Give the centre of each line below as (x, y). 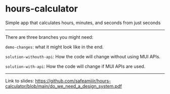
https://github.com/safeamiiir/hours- (73, 80)
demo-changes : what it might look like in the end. (54, 47)
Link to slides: (20, 80)
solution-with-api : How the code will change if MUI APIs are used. (75, 66)
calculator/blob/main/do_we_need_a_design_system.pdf (64, 86)
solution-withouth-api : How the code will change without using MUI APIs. (83, 56)
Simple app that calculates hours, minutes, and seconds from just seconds (83, 23)
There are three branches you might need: (49, 37)
